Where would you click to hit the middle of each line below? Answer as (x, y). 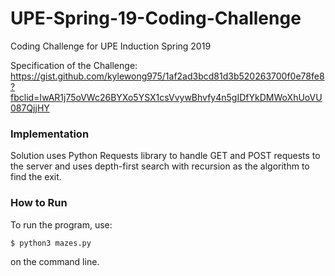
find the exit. (36, 177)
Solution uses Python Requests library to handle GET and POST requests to (165, 156)
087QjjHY (30, 108)
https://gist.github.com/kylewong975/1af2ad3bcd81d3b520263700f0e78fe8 (167, 76)
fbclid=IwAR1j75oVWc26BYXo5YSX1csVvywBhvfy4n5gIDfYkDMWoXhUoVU (166, 97)
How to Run (39, 203)
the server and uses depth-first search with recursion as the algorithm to (160, 166)
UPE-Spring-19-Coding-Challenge (156, 18)
